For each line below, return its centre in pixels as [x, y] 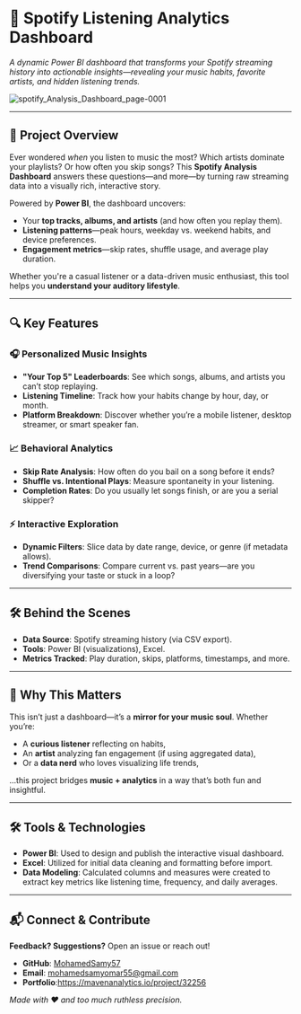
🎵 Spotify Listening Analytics [120, 18]
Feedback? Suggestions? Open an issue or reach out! [110, 946]
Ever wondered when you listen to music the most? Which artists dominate [147, 157]
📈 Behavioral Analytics [61, 448]
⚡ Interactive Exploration [64, 524]
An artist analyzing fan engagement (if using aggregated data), [139, 753]
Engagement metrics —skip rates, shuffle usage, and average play [145, 249]
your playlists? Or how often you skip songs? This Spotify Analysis [133, 166]
